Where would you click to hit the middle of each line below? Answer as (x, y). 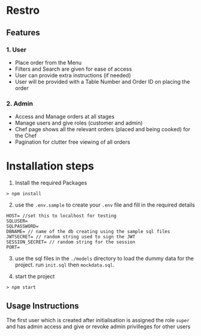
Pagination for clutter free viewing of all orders (72, 142)
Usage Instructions (43, 306)
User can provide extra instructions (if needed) (73, 75)
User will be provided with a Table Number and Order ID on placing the (102, 81)
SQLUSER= (17, 221)
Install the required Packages (51, 183)
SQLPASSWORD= (22, 226)
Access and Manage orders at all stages (65, 117)
